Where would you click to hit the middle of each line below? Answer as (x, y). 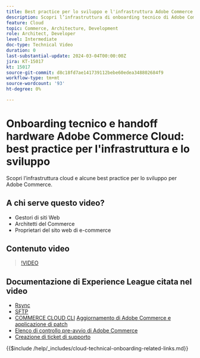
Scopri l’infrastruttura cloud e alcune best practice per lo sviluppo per (92, 178)
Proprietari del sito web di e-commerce (63, 230)
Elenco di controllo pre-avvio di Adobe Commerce (76, 331)
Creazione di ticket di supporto (53, 337)
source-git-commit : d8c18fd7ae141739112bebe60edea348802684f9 (85, 73)
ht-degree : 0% (24, 89)
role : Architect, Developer (41, 34)
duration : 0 (21, 51)
